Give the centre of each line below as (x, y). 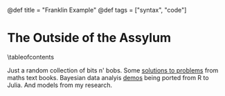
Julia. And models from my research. (60, 85)
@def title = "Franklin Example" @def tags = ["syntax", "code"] (97, 10)
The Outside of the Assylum (89, 38)
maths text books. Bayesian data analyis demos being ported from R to (108, 77)
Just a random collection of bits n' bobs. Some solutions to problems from (113, 70)
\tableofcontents (30, 57)
